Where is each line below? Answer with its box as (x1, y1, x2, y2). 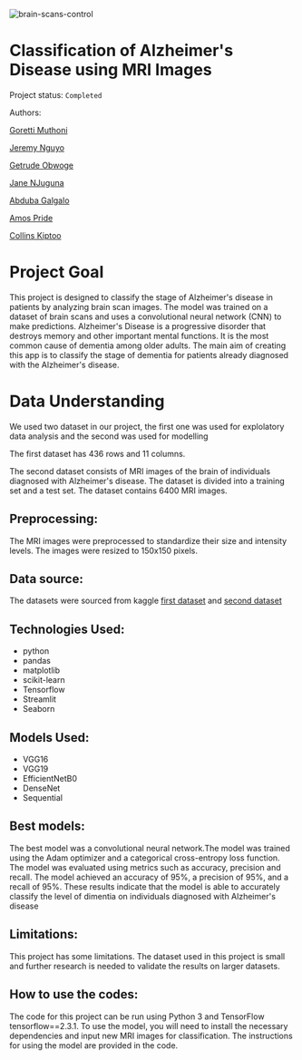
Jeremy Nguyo (9, 141, 65, 153)
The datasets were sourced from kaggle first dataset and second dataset (9, 595, 283, 607)
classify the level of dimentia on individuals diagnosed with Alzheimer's (9, 890, 277, 901)
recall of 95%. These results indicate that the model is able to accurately (9, 880, 281, 892)
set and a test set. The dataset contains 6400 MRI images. (9, 485, 229, 496)
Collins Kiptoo (9, 229, 62, 240)
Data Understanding (9, 391, 165, 412)
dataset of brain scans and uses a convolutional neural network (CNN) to (9, 311, 282, 322)
